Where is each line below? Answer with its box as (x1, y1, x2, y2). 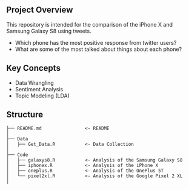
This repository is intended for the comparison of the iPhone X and (6, 21, 173, 28)
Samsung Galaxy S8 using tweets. (6, 27, 92, 34)
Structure (6, 110, 44, 120)
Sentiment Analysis (15, 85, 64, 93)
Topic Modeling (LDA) (15, 92, 70, 99)
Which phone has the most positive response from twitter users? (15, 39, 177, 46)
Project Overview (6, 5, 73, 15)
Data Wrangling (15, 79, 55, 87)
